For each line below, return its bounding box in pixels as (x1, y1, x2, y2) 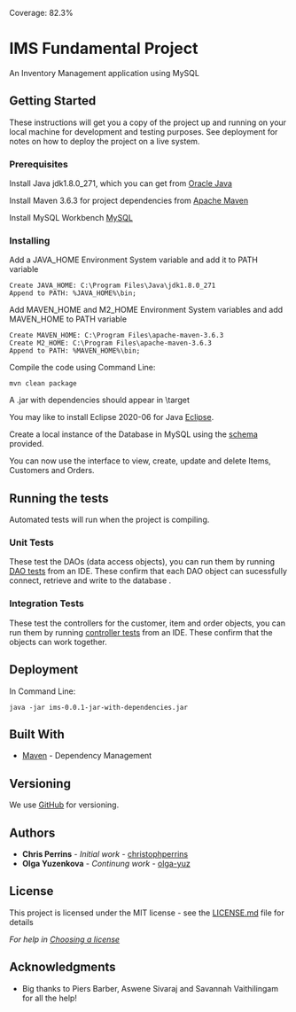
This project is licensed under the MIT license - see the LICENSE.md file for (9, 907, 285, 918)
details (9, 916, 34, 927)
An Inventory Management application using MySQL (9, 67, 199, 78)
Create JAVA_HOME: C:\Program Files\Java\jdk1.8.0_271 (9, 281, 216, 291)
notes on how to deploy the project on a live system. (9, 136, 200, 146)
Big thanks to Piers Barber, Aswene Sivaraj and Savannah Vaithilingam (21, 983, 279, 993)
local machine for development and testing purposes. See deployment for (9, 126, 278, 136)
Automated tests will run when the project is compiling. (9, 514, 210, 525)
